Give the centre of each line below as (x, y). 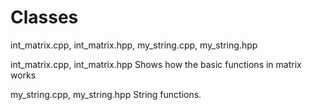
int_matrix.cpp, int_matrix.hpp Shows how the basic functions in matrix (156, 64)
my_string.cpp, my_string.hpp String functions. (106, 94)
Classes (44, 17)
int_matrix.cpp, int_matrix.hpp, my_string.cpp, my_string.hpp (134, 45)
